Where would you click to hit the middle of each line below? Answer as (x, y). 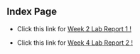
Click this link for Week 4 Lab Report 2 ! (75, 43)
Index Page (32, 12)
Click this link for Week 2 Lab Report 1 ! (74, 28)
